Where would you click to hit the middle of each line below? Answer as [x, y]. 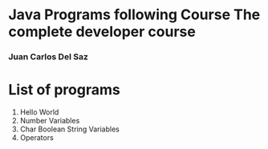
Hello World [39, 112]
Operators [37, 138]
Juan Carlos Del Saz [48, 57]
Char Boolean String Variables [70, 129]
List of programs [64, 90]
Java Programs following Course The [134, 15]
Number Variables [50, 121]
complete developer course [102, 32]
